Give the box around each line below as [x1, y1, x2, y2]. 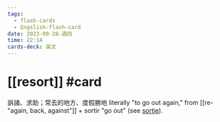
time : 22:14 [7, 37, 43, 44]
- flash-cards [14, 17, 56, 24]
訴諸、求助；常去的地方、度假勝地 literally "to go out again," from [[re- [7, 98, 214, 106]
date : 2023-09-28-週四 [7, 30, 73, 38]
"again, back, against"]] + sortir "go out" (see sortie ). [7, 106, 164, 114]
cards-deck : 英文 [7, 43, 57, 50]
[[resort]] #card [7, 74, 102, 90]
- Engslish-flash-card [14, 23, 81, 30]
